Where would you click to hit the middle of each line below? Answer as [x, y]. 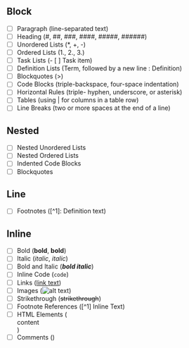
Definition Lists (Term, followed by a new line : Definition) [99, 68]
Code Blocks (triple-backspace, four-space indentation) [98, 85]
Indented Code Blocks [49, 163]
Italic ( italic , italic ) [42, 259]
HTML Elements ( [42, 314]
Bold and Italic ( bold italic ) [55, 266]
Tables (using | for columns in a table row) [78, 100]
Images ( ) [44, 290]
